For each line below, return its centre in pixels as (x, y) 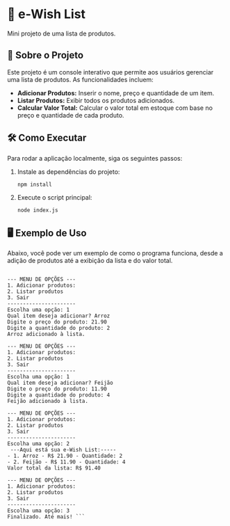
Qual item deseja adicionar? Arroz (59, 316)
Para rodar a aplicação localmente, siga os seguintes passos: (95, 158)
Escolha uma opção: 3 (39, 511)
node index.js (38, 210)
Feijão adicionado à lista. (48, 401)
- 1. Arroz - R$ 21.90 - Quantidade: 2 (65, 456)
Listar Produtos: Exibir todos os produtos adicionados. (96, 100)
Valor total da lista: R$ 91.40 (54, 468)
